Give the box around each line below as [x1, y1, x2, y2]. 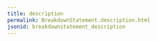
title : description [7, 10, 64, 17]
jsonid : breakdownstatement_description [7, 23, 126, 30]
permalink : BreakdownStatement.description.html [7, 17, 151, 24]
